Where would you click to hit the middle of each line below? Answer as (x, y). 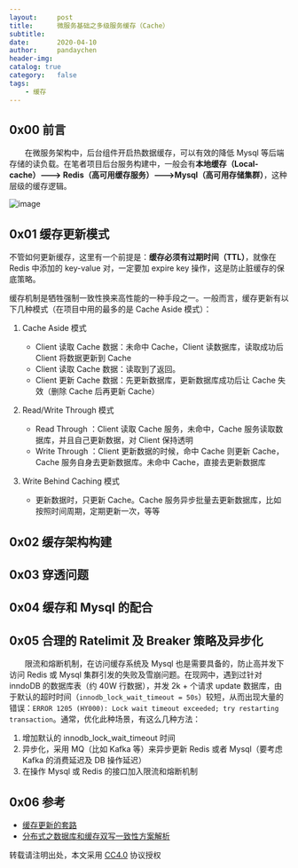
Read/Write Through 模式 (68, 410)
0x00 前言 (38, 130)
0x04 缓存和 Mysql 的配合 (81, 608)
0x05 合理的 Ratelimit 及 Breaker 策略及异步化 (136, 640)
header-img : (31, 59)
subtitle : (27, 34)
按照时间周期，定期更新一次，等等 (98, 511)
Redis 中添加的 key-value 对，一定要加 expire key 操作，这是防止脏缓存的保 (147, 268)
